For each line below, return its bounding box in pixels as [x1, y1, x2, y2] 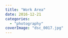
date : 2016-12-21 [5, 12, 41, 17]
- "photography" [9, 21, 43, 26]
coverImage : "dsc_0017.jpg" [5, 26, 64, 31]
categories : [5, 16, 30, 21]
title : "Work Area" [5, 7, 46, 12]
